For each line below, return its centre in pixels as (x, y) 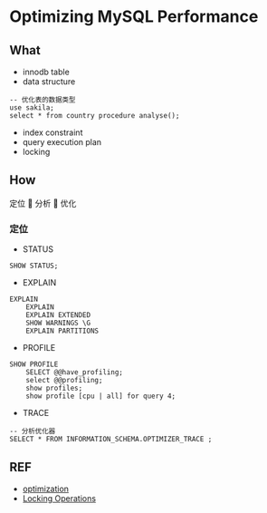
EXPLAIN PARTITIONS (62, 331)
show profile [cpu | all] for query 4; (101, 396)
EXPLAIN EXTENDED (58, 315)
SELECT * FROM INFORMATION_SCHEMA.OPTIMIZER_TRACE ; (111, 440)
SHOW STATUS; (34, 266)
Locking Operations (59, 498)
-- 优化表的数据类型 (43, 100)
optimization (46, 489)
